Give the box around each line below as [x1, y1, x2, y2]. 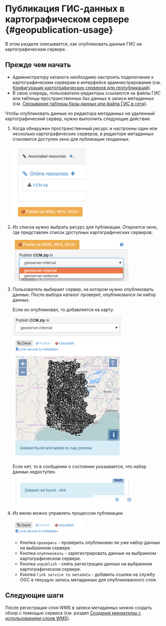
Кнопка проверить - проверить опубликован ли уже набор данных [19, 539, 161, 545]
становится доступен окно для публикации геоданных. [12, 136, 130, 142]
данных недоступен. [12, 469, 56, 475]
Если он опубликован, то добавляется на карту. [12, 306, 115, 312]
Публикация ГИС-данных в [5, 3, 125, 15]
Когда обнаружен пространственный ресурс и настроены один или [12, 125, 158, 131]
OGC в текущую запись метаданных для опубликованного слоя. [19, 576, 157, 582]
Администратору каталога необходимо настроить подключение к [12, 74, 154, 80]
